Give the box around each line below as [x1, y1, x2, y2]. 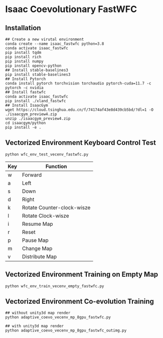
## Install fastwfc [5, 90, 46, 95]
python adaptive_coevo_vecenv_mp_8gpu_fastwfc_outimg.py [5, 328, 127, 333]
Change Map [22, 245, 53, 252]
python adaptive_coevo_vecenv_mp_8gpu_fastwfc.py [5, 315, 111, 320]
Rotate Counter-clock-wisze [22, 204, 91, 211]
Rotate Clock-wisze [22, 212, 69, 219]
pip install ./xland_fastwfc [5, 99, 66, 104]
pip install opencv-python [5, 63, 62, 68]
